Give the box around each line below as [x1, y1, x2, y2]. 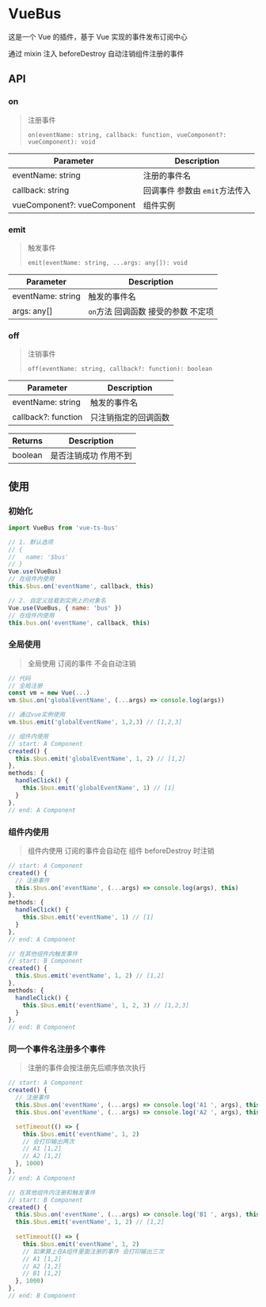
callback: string [12, 184, 70, 195]
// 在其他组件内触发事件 [8, 950, 78, 957]
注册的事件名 [142, 170, 192, 181]
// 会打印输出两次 [22, 1137, 75, 1145]
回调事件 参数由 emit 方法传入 [142, 185, 252, 196]
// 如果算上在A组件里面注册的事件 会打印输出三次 [22, 1248, 165, 1255]
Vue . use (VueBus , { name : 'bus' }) [8, 604, 123, 612]
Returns [12, 435, 44, 446]
